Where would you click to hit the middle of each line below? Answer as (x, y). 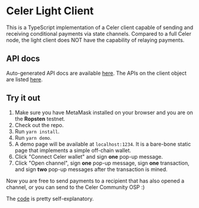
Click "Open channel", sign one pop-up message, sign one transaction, (102, 163)
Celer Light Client (50, 11)
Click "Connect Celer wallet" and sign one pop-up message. (89, 156)
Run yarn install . (37, 131)
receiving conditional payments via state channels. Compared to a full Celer (99, 33)
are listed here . (24, 79)
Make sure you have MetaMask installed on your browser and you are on (104, 112)
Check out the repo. (39, 125)
